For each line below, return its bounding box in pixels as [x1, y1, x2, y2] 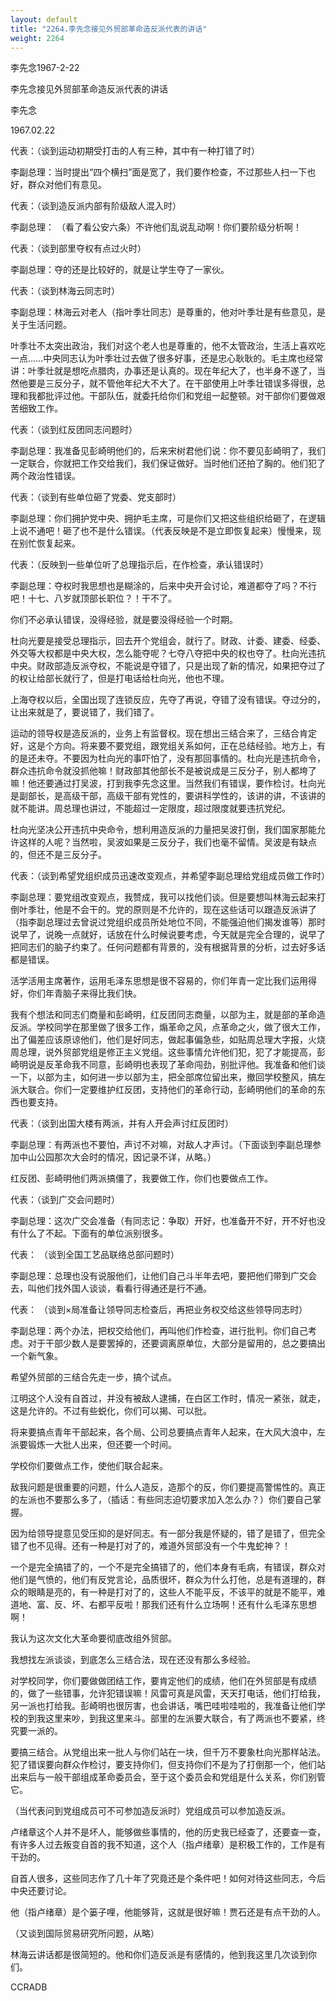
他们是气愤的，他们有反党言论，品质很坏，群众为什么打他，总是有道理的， [10, 1574, 317, 1586]
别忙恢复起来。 [18, 537, 81, 550]
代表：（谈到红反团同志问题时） [10, 424, 138, 436]
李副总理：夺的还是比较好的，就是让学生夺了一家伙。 [10, 264, 230, 276]
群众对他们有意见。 [27, 179, 107, 191]
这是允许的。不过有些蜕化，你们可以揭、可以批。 [10, 1405, 212, 1417]
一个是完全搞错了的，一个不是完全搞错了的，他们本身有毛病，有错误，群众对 [10, 1561, 326, 1573]
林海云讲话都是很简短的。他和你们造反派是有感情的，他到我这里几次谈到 [10, 1949, 308, 1961]
